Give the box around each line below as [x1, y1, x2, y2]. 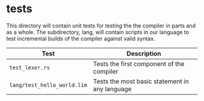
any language [93, 85, 132, 93]
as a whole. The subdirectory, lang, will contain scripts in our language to [6, 28, 189, 35]
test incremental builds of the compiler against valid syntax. [6, 35, 155, 42]
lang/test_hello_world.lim [9, 82, 87, 88]
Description [126, 49, 161, 58]
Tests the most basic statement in [93, 77, 189, 85]
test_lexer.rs [9, 64, 50, 71]
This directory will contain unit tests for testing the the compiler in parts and [6, 22, 196, 29]
